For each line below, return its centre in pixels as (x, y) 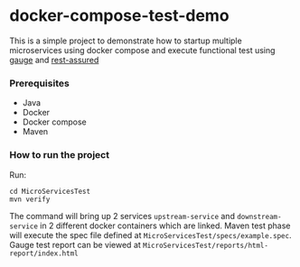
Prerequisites (39, 83)
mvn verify (30, 199)
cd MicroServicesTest (50, 191)
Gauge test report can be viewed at (75, 244)
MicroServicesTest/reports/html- (206, 245)
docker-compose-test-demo (119, 16)
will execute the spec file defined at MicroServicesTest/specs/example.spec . (150, 235)
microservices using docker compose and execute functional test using (142, 50)
